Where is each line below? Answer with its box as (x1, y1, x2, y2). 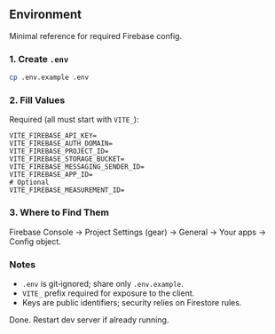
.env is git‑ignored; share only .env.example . (21, 278, 184, 289)
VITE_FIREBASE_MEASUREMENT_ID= (9, 186, 125, 195)
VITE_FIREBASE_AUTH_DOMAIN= (9, 139, 114, 148)
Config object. (9, 235, 62, 247)
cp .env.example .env (9, 73, 90, 83)
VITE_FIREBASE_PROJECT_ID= (9, 147, 109, 156)
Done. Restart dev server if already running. (9, 314, 169, 325)
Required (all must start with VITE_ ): (9, 115, 139, 125)
